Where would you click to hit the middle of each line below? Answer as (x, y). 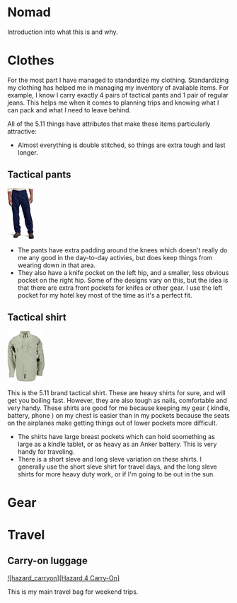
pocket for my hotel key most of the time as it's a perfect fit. (105, 295)
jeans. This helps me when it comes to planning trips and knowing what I (113, 103)
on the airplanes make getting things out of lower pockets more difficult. (112, 423)
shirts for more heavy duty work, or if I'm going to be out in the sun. (116, 474)
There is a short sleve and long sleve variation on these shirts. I (110, 459)
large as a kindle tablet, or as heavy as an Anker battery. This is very (117, 444)
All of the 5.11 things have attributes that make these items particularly (109, 124)
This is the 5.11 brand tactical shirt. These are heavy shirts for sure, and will (116, 392)
